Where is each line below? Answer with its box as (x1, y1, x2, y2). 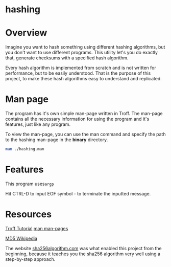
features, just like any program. (5, 121, 70, 127)
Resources (5, 209, 52, 220)
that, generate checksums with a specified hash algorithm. (5, 55, 129, 61)
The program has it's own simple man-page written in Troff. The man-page (5, 110, 163, 117)
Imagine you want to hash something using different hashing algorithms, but (5, 44, 165, 50)
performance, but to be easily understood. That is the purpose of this (5, 70, 151, 76)
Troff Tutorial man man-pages (5, 225, 68, 231)
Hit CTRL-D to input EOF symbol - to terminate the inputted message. (5, 190, 151, 196)
